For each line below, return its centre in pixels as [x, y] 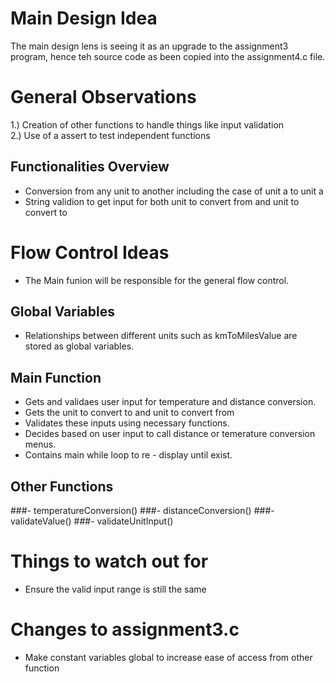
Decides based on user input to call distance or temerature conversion [170, 434]
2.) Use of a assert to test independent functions [110, 135]
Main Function [56, 377]
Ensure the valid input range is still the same [115, 589]
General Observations [103, 97]
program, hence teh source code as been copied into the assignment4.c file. [168, 56]
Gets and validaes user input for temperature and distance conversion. [170, 402]
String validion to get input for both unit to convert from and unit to [162, 201]
